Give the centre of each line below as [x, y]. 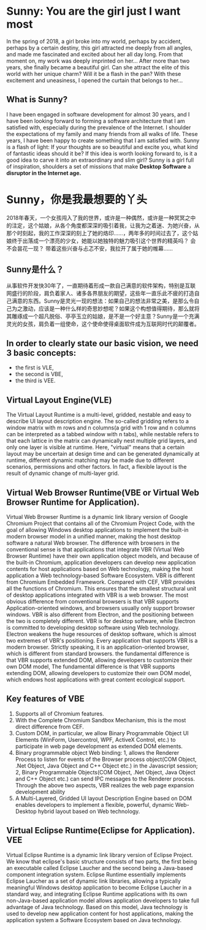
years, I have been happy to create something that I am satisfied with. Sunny [103, 140]
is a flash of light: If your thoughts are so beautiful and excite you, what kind [102, 147]
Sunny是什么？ [35, 270]
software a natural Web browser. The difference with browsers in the [93, 543]
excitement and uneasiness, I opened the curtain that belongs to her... [94, 80]
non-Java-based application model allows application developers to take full [103, 900]
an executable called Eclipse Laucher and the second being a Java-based [100, 868]
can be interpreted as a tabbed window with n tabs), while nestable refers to [103, 434]
